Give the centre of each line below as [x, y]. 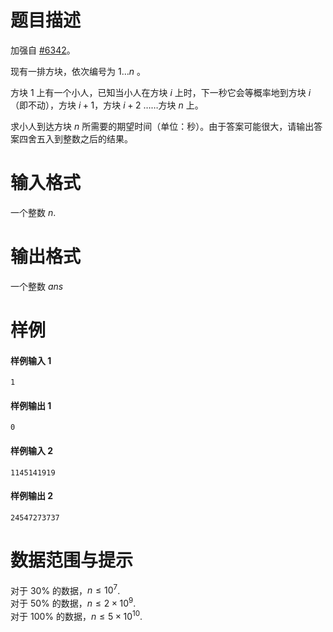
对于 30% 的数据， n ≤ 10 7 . [65, 589]
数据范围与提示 [72, 560]
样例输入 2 [32, 450]
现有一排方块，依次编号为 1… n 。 [78, 71]
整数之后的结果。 [97, 138]
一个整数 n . [33, 212]
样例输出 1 [31, 405]
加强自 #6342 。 [43, 50]
